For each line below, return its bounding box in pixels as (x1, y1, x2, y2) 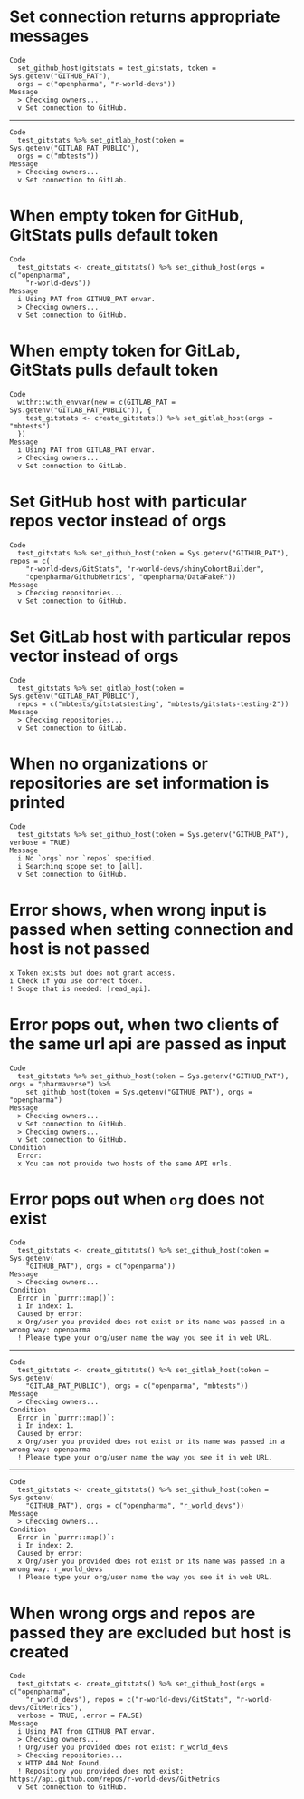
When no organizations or (9, 753, 208, 773)
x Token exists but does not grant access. (9, 968, 176, 978)
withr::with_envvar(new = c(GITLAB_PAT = (17, 398, 176, 407)
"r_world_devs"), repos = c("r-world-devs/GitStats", (25, 1696, 233, 1705)
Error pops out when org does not (9, 1189, 265, 1209)
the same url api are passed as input (9, 1033, 287, 1054)
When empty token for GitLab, (9, 340, 241, 361)
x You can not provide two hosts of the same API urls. (17, 1159, 233, 1168)
